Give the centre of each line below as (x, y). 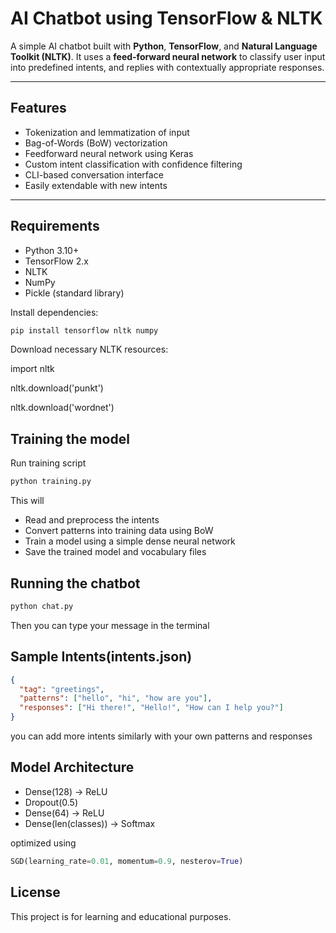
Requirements (55, 226)
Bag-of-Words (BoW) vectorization (96, 143)
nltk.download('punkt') (57, 388)
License (35, 892)
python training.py (51, 482)
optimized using (43, 843)
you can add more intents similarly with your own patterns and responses (161, 736)
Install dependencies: (54, 312)
